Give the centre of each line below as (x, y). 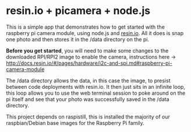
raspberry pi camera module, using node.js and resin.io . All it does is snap (95, 33)
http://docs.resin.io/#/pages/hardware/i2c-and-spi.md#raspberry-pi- (89, 63)
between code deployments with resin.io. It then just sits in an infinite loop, (95, 86)
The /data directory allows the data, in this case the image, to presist (88, 81)
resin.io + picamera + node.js (78, 11)
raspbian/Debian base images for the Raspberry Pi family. (75, 123)
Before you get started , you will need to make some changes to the (87, 50)
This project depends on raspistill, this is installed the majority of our (88, 117)
